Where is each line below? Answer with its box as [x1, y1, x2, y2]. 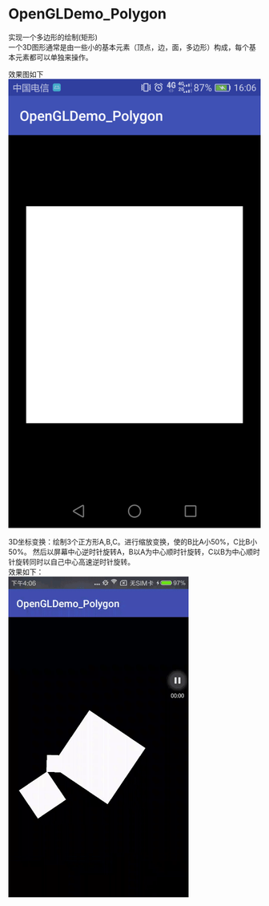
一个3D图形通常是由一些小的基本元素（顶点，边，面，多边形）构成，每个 [8, 42, 250, 52]
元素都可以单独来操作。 [14, 52, 93, 62]
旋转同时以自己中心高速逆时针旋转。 [14, 556, 134, 566]
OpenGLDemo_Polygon [8, 5, 167, 23]
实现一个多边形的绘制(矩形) [8, 32, 98, 42]
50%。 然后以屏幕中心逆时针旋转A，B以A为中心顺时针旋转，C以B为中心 [8, 547, 247, 556]
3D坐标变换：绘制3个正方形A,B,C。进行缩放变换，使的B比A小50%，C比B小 [8, 536, 258, 546]
